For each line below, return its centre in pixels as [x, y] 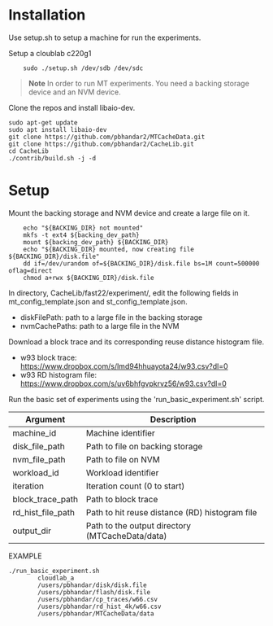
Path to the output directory [139, 525]
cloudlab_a [56, 578]
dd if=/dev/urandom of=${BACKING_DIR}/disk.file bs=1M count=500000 [141, 263]
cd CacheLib [28, 151]
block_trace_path [45, 499]
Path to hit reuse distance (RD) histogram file [171, 512]
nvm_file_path [39, 459]
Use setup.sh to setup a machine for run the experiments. [105, 37]
